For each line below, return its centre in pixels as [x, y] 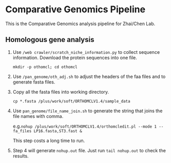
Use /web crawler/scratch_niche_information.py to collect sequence [86, 52]
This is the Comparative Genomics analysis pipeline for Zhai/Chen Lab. [80, 24]
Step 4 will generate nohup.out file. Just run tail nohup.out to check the [89, 150]
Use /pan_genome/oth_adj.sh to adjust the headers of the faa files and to [89, 76]
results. [21, 156]
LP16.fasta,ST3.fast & [58, 131]
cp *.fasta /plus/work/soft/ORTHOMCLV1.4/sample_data [71, 101]
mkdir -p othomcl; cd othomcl [45, 67]
